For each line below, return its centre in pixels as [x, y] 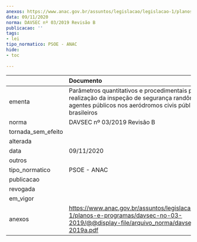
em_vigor [21, 199]
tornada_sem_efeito [36, 132]
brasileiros [83, 112]
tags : [13, 33]
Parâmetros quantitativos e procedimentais [128, 90]
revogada [22, 189]
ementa [20, 102]
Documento [86, 80]
